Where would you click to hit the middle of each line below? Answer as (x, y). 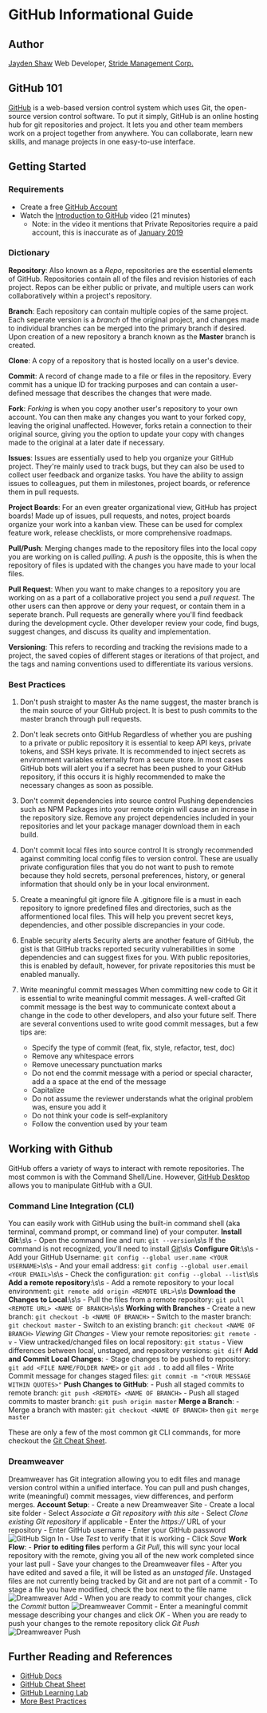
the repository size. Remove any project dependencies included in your (137, 818)
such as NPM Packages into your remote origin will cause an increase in (138, 809)
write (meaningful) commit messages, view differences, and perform (121, 1496)
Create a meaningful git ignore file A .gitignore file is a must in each (130, 900)
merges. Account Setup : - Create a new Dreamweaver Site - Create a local (132, 1504)
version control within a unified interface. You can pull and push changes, (129, 1487)
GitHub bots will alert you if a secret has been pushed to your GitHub (133, 769)
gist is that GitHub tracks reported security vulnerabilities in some (128, 949)
